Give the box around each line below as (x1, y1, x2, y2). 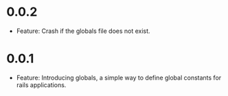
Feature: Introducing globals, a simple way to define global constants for (16, 73, 222, 82)
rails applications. (16, 80, 67, 89)
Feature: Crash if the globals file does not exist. (16, 27, 150, 35)
